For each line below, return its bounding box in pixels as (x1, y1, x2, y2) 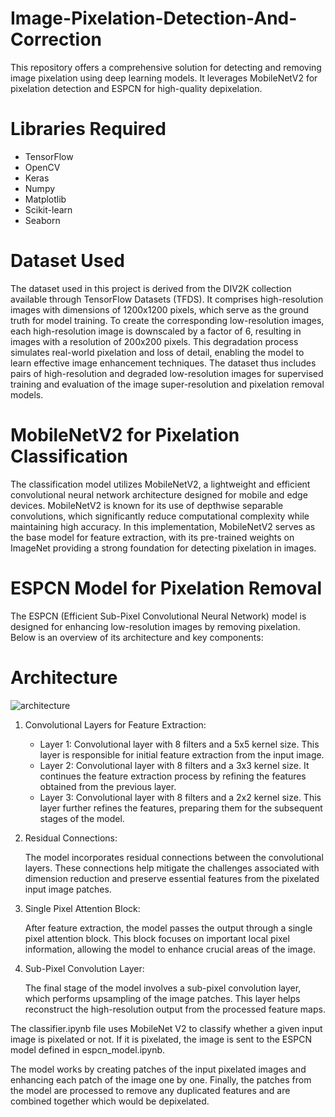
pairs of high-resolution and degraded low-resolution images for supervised (10, 367, 324, 379)
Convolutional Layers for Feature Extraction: (24, 718, 207, 731)
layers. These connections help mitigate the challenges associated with (24, 862, 320, 874)
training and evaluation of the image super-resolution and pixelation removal (10, 378, 325, 390)
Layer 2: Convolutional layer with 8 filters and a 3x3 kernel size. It (39, 759, 310, 771)
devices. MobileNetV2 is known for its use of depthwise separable (10, 499, 284, 511)
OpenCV (24, 161, 61, 173)
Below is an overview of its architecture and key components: (10, 631, 264, 643)
